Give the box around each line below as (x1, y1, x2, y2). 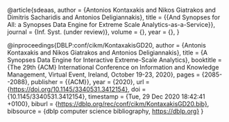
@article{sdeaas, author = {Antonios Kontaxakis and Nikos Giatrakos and (7, 6, 217, 14)
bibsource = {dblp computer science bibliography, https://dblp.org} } (7, 107, 204, 115)
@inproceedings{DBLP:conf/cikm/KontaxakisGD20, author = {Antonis (7, 41, 206, 49)
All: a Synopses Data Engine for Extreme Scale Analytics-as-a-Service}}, (7, 21, 215, 28)
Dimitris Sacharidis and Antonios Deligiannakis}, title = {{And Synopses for (7, 13, 221, 21)
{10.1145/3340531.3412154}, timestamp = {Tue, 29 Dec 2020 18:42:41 (7, 92, 206, 101)
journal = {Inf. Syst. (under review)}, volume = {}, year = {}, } (7, 28, 180, 36)
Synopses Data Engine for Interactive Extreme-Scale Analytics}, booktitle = (7, 56, 222, 64)
